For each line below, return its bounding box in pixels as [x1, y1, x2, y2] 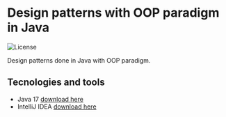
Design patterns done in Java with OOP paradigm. [7, 56, 151, 64]
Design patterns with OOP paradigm [7, 5, 220, 21]
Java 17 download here [17, 95, 83, 103]
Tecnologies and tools [7, 77, 106, 88]
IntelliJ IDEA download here [17, 102, 97, 111]
